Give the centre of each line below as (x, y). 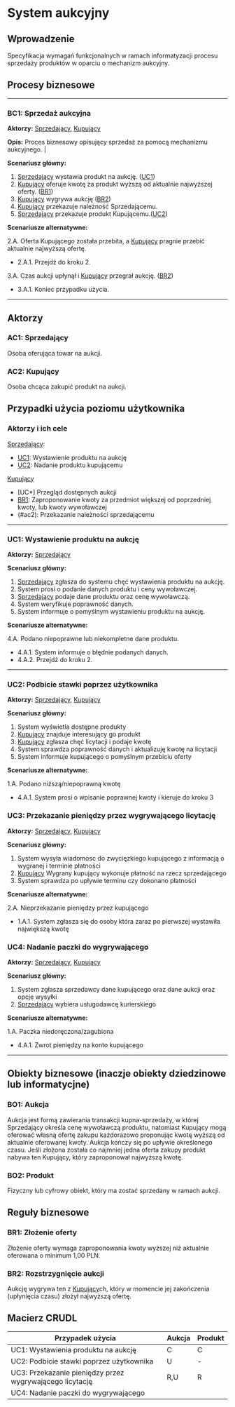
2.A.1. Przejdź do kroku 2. (54, 262)
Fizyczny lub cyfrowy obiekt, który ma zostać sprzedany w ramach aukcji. (114, 1190)
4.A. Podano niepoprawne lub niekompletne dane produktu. (93, 639)
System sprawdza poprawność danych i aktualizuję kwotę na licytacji (117, 749)
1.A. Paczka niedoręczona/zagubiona (60, 1031)
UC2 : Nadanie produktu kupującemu (70, 465)
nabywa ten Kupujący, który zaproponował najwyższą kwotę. (95, 1157)
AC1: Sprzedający (38, 338)
